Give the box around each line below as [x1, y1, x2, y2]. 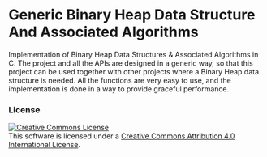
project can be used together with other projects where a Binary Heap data [8, 66, 260, 76]
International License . [8, 140, 81, 150]
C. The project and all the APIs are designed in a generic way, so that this [8, 58, 253, 68]
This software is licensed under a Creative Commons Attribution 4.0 [8, 131, 235, 141]
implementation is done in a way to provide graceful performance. [8, 83, 230, 94]
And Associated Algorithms [8, 23, 199, 41]
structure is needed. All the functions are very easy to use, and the [8, 75, 231, 85]
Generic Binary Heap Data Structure [8, 6, 256, 24]
